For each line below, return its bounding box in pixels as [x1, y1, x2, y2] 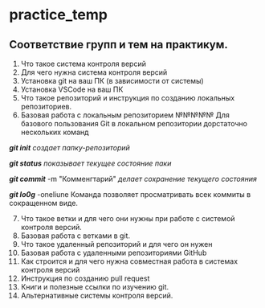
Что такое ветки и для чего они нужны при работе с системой [20, 214, 235, 223]
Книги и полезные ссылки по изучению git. [20, 282, 169, 291]
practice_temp [9, 6, 108, 24]
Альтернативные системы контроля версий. [20, 291, 173, 300]
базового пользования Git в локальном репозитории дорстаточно [20, 119, 248, 128]
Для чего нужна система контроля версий [20, 68, 168, 77]
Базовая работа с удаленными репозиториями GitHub [20, 248, 207, 257]
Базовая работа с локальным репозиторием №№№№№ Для [20, 110, 230, 120]
